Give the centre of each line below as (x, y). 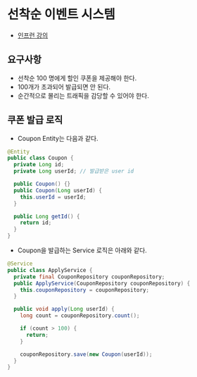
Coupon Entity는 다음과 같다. (58, 138)
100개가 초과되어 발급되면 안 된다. (64, 87)
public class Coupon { (40, 158)
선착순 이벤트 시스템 (62, 14)
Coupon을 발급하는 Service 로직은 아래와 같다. (82, 250)
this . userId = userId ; (53, 197)
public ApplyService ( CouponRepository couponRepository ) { (102, 283)
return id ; (36, 223)
